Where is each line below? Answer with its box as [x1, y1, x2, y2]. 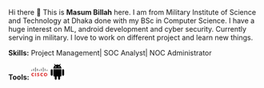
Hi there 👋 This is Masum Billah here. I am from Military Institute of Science [8, 8, 257, 17]
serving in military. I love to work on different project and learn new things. [8, 33, 254, 42]
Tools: [8, 72, 30, 82]
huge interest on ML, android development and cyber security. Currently [8, 25, 246, 33]
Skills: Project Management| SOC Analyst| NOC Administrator [8, 48, 212, 57]
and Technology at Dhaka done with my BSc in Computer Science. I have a [8, 16, 255, 25]
